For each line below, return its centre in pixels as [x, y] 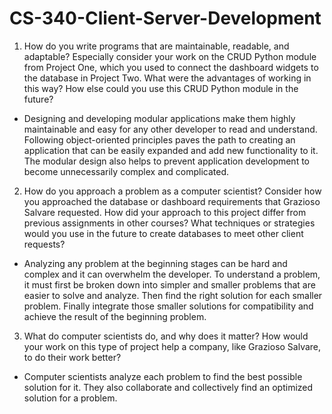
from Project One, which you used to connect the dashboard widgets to [171, 67]
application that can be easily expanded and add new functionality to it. [171, 150]
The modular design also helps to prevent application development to [166, 161]
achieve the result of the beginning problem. [115, 316]
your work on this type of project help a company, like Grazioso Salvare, [172, 346]
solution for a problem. [70, 398]
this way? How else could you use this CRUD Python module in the [161, 88]
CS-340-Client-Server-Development [165, 18]
